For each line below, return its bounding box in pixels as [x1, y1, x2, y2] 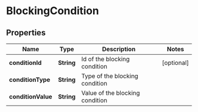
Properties [6, 28, 46, 38]
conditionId [9, 59, 42, 67]
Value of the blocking [81, 89, 140, 97]
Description [102, 45, 136, 53]
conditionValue [9, 93, 52, 101]
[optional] [161, 59, 189, 67]
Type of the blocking [81, 72, 138, 80]
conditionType [9, 75, 51, 84]
